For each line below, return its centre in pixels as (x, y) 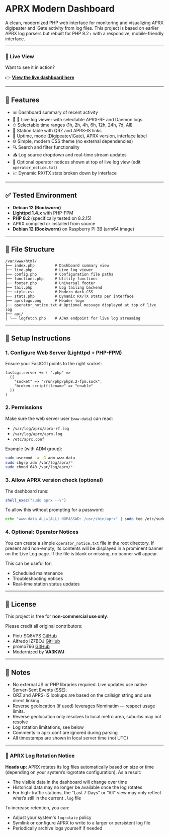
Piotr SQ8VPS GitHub (34, 636)
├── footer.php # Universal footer (50, 283)
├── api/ (14, 314)
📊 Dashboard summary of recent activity (55, 112)
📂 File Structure (30, 249)
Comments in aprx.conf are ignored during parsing (65, 733)
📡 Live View (20, 56)
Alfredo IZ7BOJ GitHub (36, 641)
